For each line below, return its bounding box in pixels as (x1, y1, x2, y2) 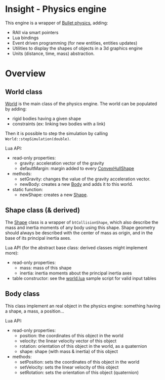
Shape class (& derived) (5, 206, 80, 215)
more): (5, 250, 19, 256)
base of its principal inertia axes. (5, 235, 72, 241)
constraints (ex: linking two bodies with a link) (12, 120, 106, 127)
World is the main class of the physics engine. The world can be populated (5, 101, 157, 107)
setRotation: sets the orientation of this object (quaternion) (19, 369, 139, 375)
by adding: (5, 106, 27, 112)
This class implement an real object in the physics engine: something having (5, 303, 161, 309)
